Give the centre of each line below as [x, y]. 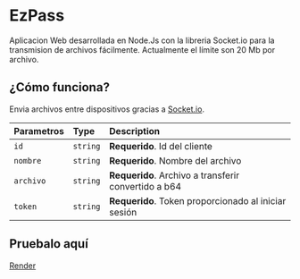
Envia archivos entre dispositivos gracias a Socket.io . [107, 109]
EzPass [37, 16]
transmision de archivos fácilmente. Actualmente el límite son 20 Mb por [142, 49]
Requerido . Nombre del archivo [175, 160]
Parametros [39, 131]
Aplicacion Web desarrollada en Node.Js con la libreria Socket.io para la [142, 40]
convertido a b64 [145, 186]
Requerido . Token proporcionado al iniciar [198, 200]
